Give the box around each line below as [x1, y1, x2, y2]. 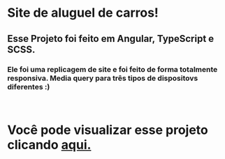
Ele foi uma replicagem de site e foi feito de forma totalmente [7, 64, 218, 74]
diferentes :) [7, 82, 50, 91]
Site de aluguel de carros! [7, 5, 159, 21]
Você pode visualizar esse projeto [7, 122, 208, 138]
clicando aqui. [7, 137, 92, 153]
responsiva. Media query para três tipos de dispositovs [7, 73, 198, 83]
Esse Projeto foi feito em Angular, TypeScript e [7, 33, 215, 45]
